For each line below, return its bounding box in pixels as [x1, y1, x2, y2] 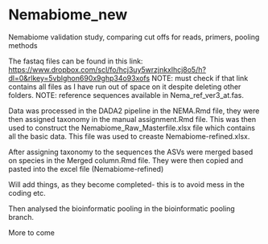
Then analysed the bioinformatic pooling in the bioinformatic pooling [8, 203, 235, 213]
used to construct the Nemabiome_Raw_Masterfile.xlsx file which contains [8, 123, 256, 132]
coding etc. [8, 188, 46, 197]
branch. [8, 212, 35, 222]
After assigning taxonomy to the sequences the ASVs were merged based [8, 147, 254, 157]
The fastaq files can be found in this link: [8, 56, 143, 66]
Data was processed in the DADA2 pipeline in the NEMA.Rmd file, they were [8, 106, 260, 116]
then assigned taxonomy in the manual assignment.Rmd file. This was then [8, 114, 257, 124]
